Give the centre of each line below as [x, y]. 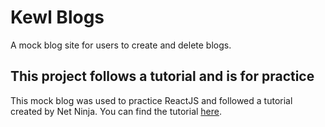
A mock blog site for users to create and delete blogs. [121, 45]
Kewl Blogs [57, 17]
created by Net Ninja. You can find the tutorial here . [116, 111]
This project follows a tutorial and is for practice [162, 76]
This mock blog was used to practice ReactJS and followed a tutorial [151, 100]
